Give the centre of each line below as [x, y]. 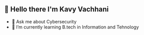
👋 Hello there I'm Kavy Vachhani [57, 9]
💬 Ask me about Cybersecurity [44, 21]
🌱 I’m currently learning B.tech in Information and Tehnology [75, 27]
